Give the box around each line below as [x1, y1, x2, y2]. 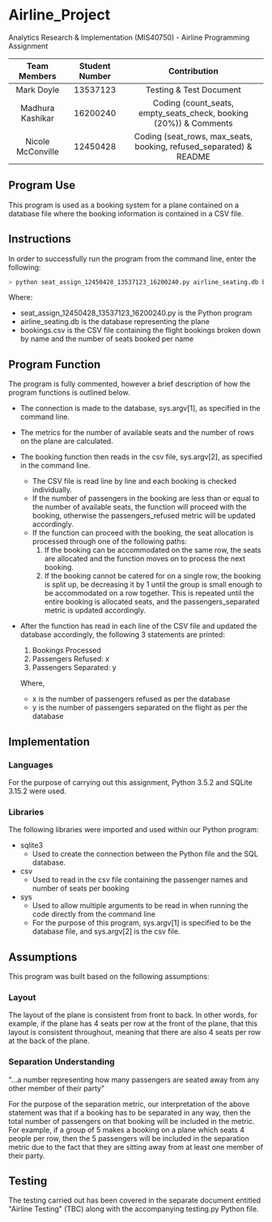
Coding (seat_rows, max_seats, [134, 130, 253, 142]
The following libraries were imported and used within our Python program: [8, 825, 259, 835]
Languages [8, 759, 54, 771]
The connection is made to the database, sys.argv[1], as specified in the [19, 404, 261, 413]
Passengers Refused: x [32, 654, 110, 664]
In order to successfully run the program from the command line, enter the [8, 254, 257, 263]
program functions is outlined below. [8, 387, 131, 398]
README [176, 151, 210, 162]
